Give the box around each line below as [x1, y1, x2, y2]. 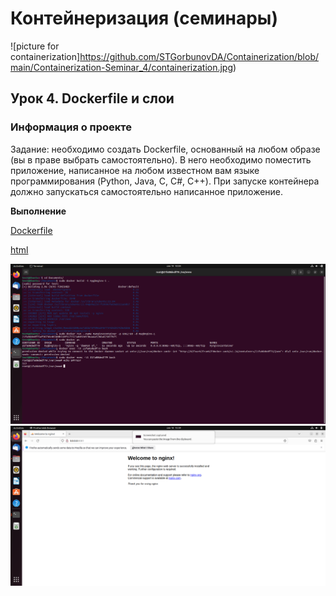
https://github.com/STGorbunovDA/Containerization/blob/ [79, 50, 320, 62]
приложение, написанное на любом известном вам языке [10, 164, 260, 176]
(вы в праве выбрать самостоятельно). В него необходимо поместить [10, 153, 312, 166]
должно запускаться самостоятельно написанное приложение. [10, 185, 284, 197]
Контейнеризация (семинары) [10, 7, 279, 30]
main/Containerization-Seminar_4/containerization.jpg [10, 61, 234, 73]
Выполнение [10, 205, 67, 217]
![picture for [10, 40, 60, 52]
